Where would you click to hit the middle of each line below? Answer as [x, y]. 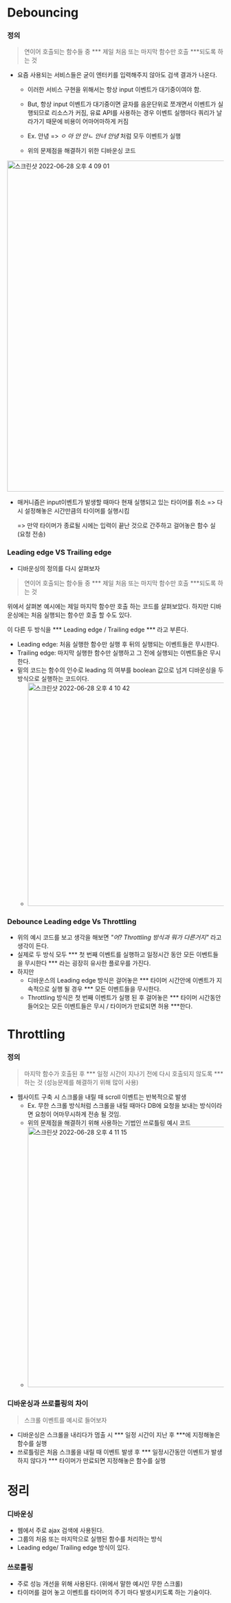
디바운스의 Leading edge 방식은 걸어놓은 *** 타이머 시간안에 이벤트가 [121, 981]
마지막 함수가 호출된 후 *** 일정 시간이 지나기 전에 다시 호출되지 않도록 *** [123, 1073]
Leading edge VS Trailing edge [59, 552]
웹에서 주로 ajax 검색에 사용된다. [60, 1531]
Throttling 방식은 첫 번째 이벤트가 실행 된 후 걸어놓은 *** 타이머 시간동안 [124, 998]
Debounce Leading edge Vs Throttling [72, 921]
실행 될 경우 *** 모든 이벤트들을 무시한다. [106, 989]
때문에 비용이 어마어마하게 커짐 [87, 121]
